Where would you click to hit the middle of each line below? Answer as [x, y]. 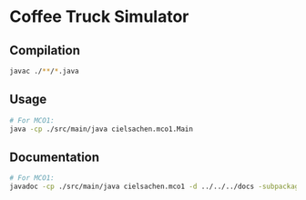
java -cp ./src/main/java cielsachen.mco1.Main [102, 129]
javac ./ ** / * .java [44, 71]
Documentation [55, 157]
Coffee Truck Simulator [99, 17]
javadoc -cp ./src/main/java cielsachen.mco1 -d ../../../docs [132, 187]
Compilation [45, 50]
